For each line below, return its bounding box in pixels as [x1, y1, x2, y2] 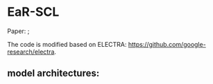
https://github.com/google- [128, 40, 206, 48]
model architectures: [7, 67, 100, 79]
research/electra [7, 48, 55, 56]
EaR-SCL [7, 4, 60, 20]
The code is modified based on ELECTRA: [7, 40, 127, 48]
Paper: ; [7, 27, 30, 35]
